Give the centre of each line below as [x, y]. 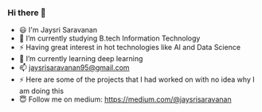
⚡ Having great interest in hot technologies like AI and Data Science [129, 48]
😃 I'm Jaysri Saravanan [58, 30]
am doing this [41, 91]
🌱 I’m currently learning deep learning [81, 59]
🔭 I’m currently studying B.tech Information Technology [109, 38]
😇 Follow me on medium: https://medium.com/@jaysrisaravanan [125, 99]
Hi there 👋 [27, 13]
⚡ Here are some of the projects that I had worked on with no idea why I [137, 79]
